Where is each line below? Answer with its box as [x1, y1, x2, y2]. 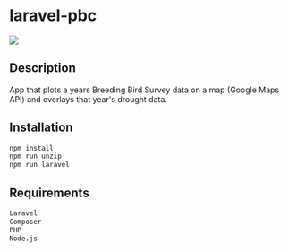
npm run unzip [9, 152, 63, 161]
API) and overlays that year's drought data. [9, 93, 168, 104]
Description [9, 60, 76, 76]
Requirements [9, 185, 89, 200]
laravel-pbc [9, 5, 97, 26]
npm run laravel [9, 161, 70, 169]
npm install [9, 143, 54, 152]
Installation [9, 120, 73, 135]
